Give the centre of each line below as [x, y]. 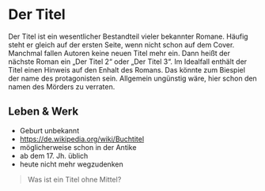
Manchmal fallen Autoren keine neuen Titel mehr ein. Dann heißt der [119, 53]
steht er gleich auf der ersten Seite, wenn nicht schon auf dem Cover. [121, 44]
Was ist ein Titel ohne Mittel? [74, 179]
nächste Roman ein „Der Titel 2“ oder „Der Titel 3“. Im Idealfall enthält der [128, 62]
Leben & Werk [44, 112]
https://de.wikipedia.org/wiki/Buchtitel [82, 139]
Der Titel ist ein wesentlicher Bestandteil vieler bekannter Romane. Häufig [128, 36]
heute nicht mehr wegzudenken [72, 164]
